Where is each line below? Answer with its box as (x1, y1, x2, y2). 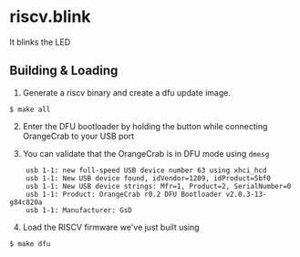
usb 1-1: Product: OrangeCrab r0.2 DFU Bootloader (26, 190, 222, 199)
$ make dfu (9, 239, 51, 248)
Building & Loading (9, 63, 119, 78)
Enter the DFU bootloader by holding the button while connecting (22, 120, 268, 131)
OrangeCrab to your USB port (22, 130, 135, 141)
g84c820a (9, 198, 43, 207)
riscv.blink (9, 6, 91, 27)
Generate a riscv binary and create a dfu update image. (22, 87, 231, 98)
